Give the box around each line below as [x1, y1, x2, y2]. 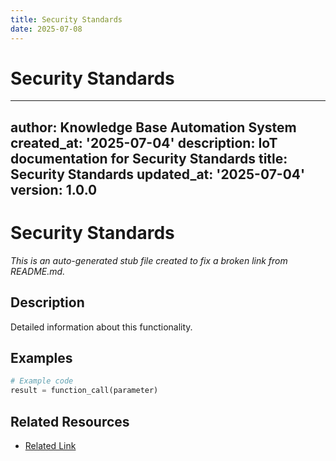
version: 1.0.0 [10, 181, 98, 198]
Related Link [24, 439, 77, 451]
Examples [10, 349, 73, 366]
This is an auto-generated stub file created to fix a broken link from [10, 254, 288, 266]
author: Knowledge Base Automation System [10, 119, 297, 136]
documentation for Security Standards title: [10, 150, 288, 167]
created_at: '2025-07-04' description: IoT [10, 134, 278, 151]
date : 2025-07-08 [10, 24, 83, 34]
